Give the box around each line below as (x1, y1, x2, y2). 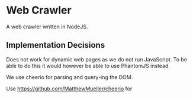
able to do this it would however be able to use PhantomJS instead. (6, 62, 171, 69)
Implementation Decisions (6, 40, 105, 50)
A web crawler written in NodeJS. (6, 23, 88, 30)
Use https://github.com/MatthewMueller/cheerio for (6, 85, 133, 92)
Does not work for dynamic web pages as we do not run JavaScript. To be (6, 55, 188, 63)
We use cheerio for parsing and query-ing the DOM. (6, 73, 133, 80)
